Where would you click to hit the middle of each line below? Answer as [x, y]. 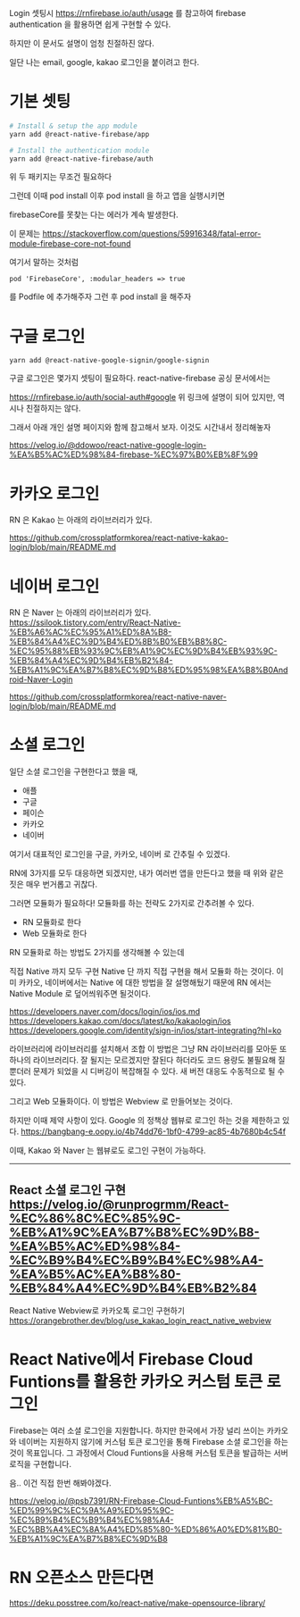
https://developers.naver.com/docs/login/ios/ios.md [105, 1012]
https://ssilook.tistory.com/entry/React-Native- [95, 622]
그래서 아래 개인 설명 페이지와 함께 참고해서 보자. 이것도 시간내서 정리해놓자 [140, 428]
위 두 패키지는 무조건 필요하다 [61, 177]
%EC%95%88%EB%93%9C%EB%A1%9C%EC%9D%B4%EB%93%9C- [144, 651]
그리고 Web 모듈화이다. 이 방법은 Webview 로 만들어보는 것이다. [121, 1102]
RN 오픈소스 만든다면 [82, 1578]
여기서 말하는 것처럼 [44, 263]
